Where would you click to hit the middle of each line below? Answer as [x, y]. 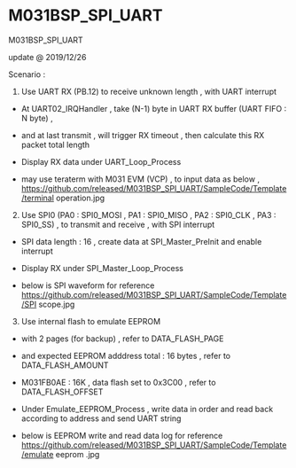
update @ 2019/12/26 [47, 57]
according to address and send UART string [101, 418]
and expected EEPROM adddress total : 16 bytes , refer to [126, 355]
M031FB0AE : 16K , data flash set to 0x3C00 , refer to [118, 382]
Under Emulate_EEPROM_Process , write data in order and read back [147, 409]
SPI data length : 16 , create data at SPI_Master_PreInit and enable [141, 241]
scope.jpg [57, 304]
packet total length [55, 144]
